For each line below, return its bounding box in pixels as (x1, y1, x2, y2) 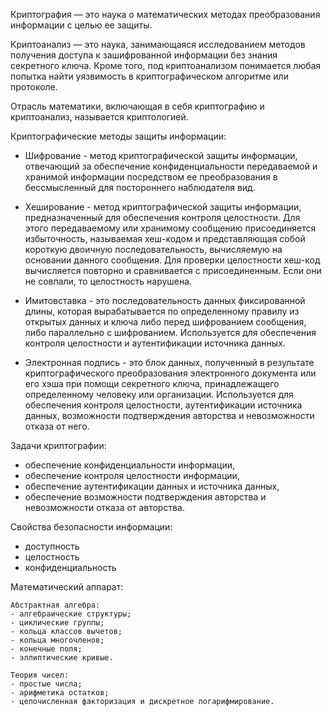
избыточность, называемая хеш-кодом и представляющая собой (24, 233, 306, 244)
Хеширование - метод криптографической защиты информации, (24, 201, 302, 213)
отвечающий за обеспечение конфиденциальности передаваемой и (24, 160, 318, 172)
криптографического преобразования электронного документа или (24, 367, 317, 379)
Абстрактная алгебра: (10, 600, 101, 610)
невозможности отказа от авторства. (24, 502, 185, 513)
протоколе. (10, 81, 58, 93)
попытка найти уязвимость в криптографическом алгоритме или (10, 70, 289, 82)
